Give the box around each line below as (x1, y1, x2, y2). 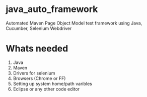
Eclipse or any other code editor (13, 86, 80, 92)
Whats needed (6, 43, 68, 54)
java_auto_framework (6, 3, 98, 15)
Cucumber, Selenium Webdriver (6, 25, 72, 31)
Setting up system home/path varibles (13, 80, 93, 86)
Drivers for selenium (13, 70, 55, 76)
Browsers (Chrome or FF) (13, 75, 66, 81)
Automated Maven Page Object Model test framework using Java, (6, 20, 142, 26)
